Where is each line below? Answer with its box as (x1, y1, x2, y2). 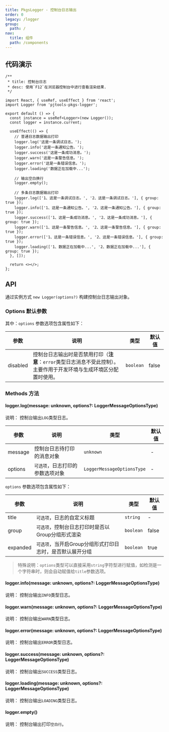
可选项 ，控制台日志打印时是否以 (36, 523, 110, 530)
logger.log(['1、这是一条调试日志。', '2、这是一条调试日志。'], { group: (14, 195, 159, 201)
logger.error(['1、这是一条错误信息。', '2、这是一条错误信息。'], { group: (14, 234, 163, 239)
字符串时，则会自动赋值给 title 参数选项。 (22, 568, 109, 574)
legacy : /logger (5, 17, 39, 22)
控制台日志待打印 (34, 445, 75, 452)
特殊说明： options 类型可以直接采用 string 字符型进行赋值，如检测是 (17, 562, 157, 568)
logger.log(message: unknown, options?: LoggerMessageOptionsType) (5, 403, 158, 409)
